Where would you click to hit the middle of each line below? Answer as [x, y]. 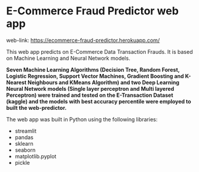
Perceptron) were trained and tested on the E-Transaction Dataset [90, 95]
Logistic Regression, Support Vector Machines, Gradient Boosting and [95, 76]
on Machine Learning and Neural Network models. [68, 58]
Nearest [16, 82]
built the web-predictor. [36, 107]
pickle [22, 162]
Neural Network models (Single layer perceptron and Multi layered [90, 88]
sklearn [24, 143]
